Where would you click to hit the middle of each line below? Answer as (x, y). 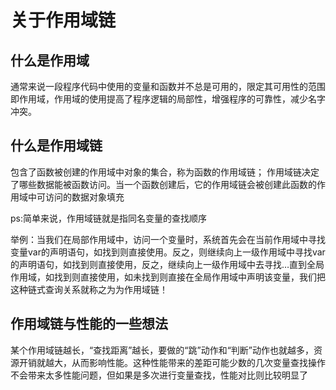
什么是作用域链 (56, 146)
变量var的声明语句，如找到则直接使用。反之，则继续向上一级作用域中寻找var (168, 252)
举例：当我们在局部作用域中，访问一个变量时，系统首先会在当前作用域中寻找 (168, 239)
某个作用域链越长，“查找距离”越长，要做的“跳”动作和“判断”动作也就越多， (162, 350)
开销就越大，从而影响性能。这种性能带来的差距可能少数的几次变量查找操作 (172, 362)
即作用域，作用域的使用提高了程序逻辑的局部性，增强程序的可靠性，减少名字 (168, 99)
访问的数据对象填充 (84, 197)
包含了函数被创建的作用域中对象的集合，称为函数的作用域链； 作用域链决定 (165, 172)
